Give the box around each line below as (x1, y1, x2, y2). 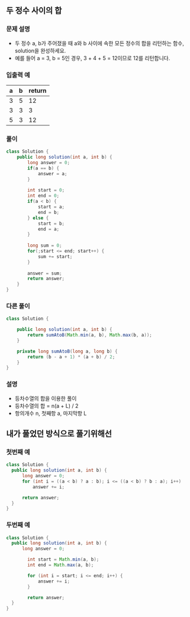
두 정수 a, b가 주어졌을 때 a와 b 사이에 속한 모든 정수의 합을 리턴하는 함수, (14, 39, 185, 46)
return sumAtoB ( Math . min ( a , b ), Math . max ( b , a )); (27, 332, 152, 338)
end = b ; (37, 209, 60, 215)
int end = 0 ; (27, 193, 60, 199)
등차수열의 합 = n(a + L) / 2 (14, 402, 79, 409)
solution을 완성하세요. (14, 47, 66, 54)
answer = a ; (37, 171, 67, 177)
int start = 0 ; (27, 187, 65, 193)
